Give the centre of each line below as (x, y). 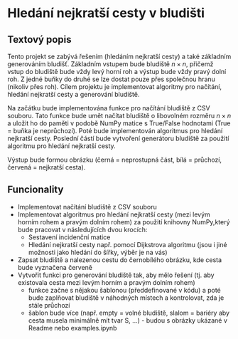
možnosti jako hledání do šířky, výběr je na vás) (98, 252)
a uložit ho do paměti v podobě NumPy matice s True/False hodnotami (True (119, 123)
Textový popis (39, 40)
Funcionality (36, 190)
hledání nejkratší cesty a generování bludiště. (74, 94)
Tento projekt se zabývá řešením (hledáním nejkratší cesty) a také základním (119, 56)
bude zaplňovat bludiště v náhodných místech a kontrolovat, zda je (126, 298)
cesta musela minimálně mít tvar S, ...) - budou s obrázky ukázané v (128, 320)
